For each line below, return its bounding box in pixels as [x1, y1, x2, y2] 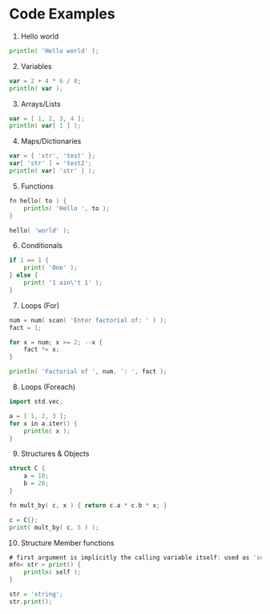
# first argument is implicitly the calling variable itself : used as [9, 553, 250, 562]
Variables [20, 61, 52, 71]
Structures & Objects [20, 449, 90, 458]
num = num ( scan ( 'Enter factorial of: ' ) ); [9, 316, 167, 324]
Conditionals [20, 241, 62, 250]
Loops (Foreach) [20, 382, 76, 392]
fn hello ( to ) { [9, 197, 67, 205]
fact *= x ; [23, 346, 60, 354]
